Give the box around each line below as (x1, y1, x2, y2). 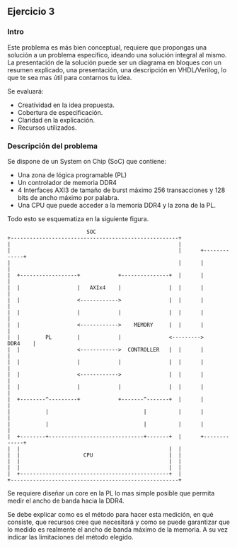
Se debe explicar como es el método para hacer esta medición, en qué (7, 510, 214, 518)
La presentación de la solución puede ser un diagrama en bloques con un (7, 58, 221, 67)
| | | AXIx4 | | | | (7, 284, 204, 291)
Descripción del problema (7, 141, 98, 151)
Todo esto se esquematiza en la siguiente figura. (7, 214, 149, 223)
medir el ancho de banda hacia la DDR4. (7, 496, 125, 505)
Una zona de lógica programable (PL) (17, 170, 127, 179)
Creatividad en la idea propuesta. (17, 101, 115, 109)
